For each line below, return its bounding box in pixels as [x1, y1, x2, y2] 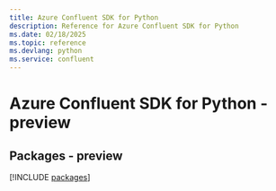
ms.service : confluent [9, 55, 94, 64]
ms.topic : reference [9, 38, 87, 48]
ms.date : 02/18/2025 [9, 30, 87, 39]
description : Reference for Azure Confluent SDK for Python [9, 22, 240, 30]
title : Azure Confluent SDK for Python [9, 13, 159, 22]
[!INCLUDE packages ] [9, 172, 91, 182]
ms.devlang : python [9, 47, 83, 56]
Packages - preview [9, 148, 123, 163]
